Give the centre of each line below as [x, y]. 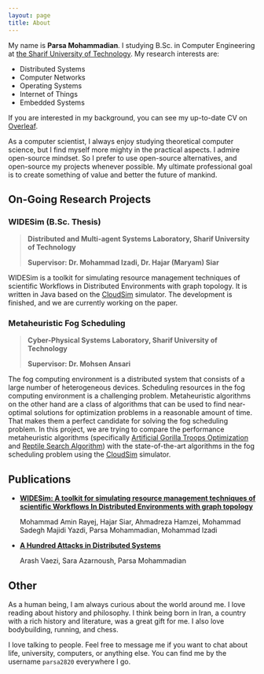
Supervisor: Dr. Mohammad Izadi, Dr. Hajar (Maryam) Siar [123, 263]
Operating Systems [51, 85]
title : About [29, 23]
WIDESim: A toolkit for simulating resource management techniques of [137, 498]
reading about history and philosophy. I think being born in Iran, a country [127, 613]
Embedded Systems [52, 102]
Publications [40, 479]
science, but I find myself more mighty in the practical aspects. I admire [124, 150]
